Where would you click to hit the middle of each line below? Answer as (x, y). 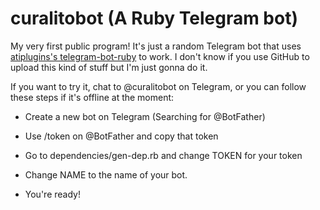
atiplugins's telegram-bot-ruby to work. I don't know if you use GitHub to (160, 56)
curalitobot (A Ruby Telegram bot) (154, 18)
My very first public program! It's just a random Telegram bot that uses (156, 46)
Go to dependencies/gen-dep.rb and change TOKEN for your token (163, 155)
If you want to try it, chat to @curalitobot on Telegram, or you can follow (158, 86)
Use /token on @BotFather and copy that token (121, 136)
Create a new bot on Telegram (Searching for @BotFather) (145, 116)
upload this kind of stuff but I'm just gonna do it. (109, 67)
